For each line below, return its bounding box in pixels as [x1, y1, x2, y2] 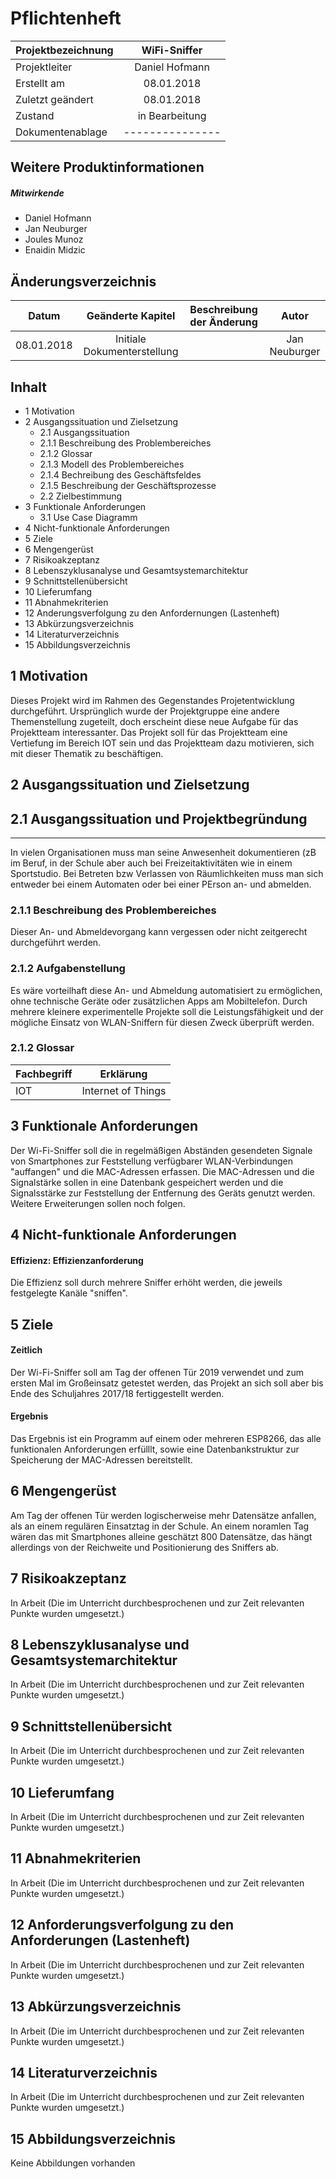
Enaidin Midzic [24, 244, 86, 256]
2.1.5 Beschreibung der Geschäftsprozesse [39, 479, 217, 491]
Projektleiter [15, 60, 73, 74]
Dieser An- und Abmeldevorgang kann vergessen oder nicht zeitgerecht [10, 926, 308, 938]
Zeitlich [10, 1344, 43, 1356]
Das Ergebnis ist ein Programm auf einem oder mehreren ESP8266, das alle [10, 1433, 322, 1445]
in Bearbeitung [137, 108, 207, 122]
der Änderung [189, 315, 258, 329]
